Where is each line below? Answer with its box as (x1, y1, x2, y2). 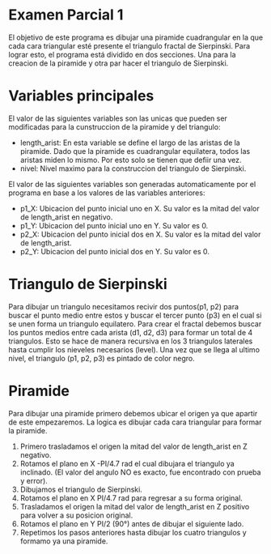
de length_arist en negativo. (19, 212, 113, 222)
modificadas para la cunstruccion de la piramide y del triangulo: (8, 121, 221, 131)
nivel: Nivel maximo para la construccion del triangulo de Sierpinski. (19, 164, 247, 173)
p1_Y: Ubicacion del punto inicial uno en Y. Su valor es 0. (19, 220, 209, 230)
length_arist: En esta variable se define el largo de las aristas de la (19, 138, 240, 147)
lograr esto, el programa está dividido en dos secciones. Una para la (8, 49, 236, 59)
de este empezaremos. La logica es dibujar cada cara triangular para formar (8, 417, 262, 427)
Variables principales (8, 87, 155, 105)
